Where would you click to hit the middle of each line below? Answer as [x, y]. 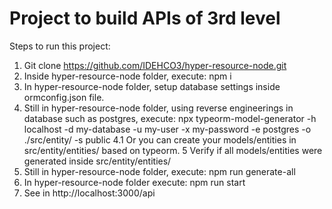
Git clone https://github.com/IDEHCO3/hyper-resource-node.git [155, 65]
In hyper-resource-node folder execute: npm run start [134, 182]
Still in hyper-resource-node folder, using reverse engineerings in [158, 108]
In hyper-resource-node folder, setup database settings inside [152, 86]
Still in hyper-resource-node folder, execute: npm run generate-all [159, 171]
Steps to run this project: [60, 46]
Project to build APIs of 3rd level [145, 18]
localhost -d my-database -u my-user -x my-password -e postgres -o [167, 129]
